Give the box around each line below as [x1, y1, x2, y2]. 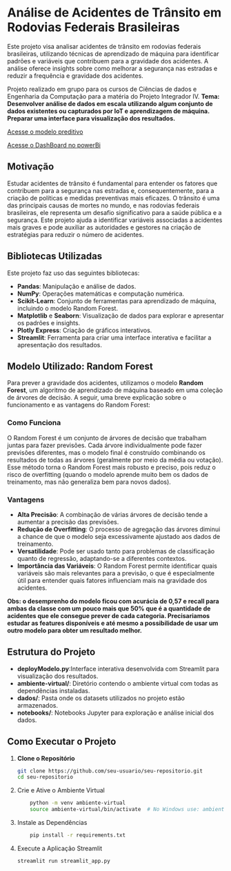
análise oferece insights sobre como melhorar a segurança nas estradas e [7, 64, 218, 72]
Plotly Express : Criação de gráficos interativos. [17, 326, 152, 334]
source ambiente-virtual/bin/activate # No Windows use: [30, 806, 200, 813]
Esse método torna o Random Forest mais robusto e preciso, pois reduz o [7, 463, 216, 471]
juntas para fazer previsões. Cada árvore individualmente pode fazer [7, 441, 202, 449]
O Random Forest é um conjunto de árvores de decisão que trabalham [7, 433, 207, 442]
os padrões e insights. [17, 318, 81, 327]
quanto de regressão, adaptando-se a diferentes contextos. [17, 554, 187, 562]
